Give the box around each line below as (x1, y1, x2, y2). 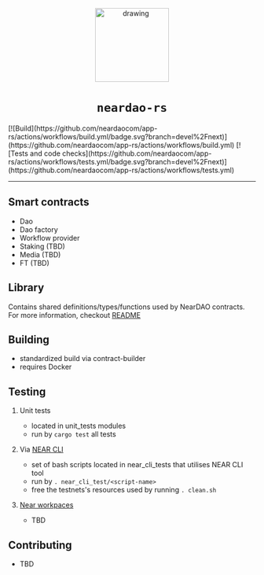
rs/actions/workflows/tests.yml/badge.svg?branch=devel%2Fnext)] (8, 157, 228, 166)
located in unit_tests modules (31, 421, 126, 431)
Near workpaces (19, 500, 74, 510)
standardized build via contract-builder (19, 354, 146, 363)
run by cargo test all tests (31, 429, 116, 439)
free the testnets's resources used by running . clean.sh (31, 485, 217, 495)
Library (8, 281, 45, 294)
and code (30, 149, 61, 158)
